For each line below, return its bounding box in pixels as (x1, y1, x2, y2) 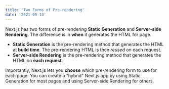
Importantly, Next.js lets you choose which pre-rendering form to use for (5, 67, 157, 73)
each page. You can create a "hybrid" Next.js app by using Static (5, 72, 141, 78)
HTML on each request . (12, 57, 63, 63)
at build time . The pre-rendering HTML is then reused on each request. (12, 47, 162, 53)
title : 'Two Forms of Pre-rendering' (5, 7, 85, 13)
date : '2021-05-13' (5, 12, 47, 17)
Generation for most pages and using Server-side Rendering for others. (5, 78, 154, 84)
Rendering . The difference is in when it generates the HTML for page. (5, 31, 152, 37)
